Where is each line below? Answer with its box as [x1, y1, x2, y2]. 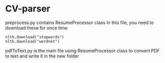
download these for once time [5, 24, 68, 30]
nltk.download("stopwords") [5, 34, 65, 39]
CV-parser [5, 3, 50, 14]
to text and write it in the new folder [5, 53, 79, 59]
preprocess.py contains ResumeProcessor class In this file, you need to [5, 19, 154, 25]
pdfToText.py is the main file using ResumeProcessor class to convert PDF [5, 47, 160, 53]
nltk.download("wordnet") [5, 38, 60, 44]
